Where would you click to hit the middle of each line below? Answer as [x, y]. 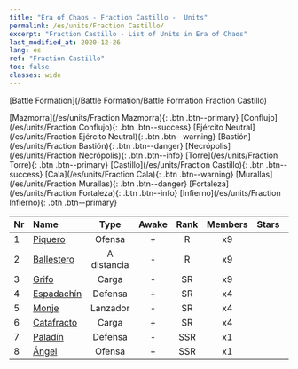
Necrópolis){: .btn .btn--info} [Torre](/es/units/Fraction [178, 155]
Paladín [48, 336]
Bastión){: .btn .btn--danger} [131, 145]
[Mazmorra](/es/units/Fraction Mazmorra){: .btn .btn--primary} [124, 117]
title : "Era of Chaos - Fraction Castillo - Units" [109, 17]
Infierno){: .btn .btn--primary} [63, 202]
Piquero [49, 239]
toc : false [29, 67]
